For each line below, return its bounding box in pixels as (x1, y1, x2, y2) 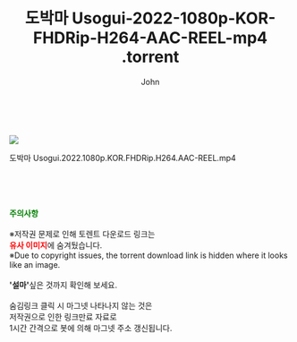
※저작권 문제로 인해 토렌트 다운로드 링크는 (9, 228, 156, 239)
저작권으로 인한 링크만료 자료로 (9, 311, 118, 322)
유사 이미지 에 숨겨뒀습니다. (9, 239, 103, 251)
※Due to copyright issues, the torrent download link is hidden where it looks (9, 250, 288, 261)
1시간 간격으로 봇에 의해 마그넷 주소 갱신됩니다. (9, 322, 173, 333)
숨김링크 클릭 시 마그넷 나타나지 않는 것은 (9, 300, 153, 311)
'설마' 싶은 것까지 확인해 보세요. (9, 279, 118, 290)
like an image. (9, 259, 61, 269)
